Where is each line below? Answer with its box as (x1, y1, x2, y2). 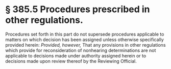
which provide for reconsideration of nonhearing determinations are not (5, 47, 156, 53)
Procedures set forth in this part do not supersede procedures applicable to (5, 31, 164, 37)
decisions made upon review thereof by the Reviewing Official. (5, 58, 137, 64)
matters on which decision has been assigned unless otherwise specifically (5, 37, 164, 43)
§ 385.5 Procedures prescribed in (5, 4, 150, 15)
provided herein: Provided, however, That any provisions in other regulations (5, 42, 166, 48)
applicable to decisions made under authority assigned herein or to (5, 52, 146, 59)
